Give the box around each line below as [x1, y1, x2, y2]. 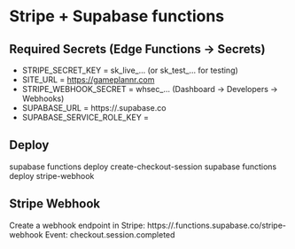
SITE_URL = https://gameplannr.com [21, 74, 155, 85]
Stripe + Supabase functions [9, 6, 225, 27]
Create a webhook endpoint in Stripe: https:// [9, 220, 175, 230]
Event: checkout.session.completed [44, 229, 175, 240]
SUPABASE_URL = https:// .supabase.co [21, 103, 167, 113]
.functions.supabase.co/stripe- [173, 220, 286, 230]
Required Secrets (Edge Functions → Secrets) [9, 42, 266, 57]
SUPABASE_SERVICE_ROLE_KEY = [21, 113, 149, 122]
